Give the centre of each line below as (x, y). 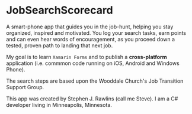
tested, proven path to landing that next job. (60, 45)
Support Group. (25, 87)
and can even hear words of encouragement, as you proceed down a (91, 39)
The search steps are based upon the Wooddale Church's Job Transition (95, 81)
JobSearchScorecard (60, 10)
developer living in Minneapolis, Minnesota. (59, 105)
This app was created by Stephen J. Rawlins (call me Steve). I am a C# (92, 99)
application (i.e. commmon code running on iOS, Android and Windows (93, 63)
